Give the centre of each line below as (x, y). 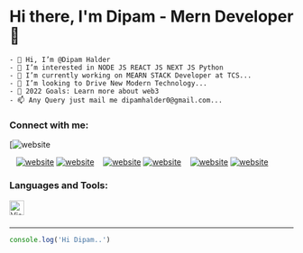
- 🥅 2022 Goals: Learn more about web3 (84, 91)
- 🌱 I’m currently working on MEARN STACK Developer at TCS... (131, 75)
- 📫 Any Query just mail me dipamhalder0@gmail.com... (116, 100)
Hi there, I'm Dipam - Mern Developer (151, 17)
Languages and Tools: (59, 185)
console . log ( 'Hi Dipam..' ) (60, 239)
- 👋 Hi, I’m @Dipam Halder (60, 59)
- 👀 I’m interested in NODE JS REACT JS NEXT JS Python (116, 68)
